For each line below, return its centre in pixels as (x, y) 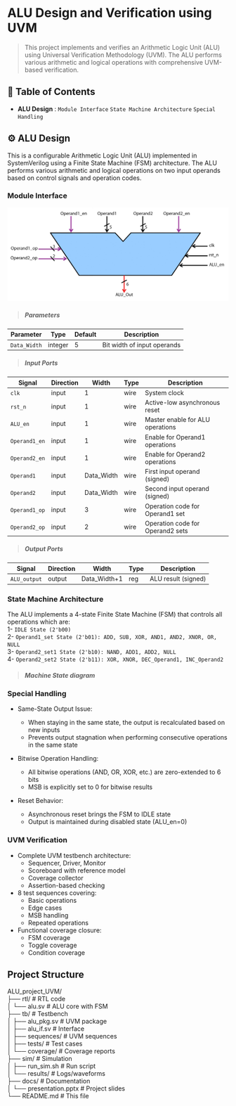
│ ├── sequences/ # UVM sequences (62, 1036)
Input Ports (41, 363)
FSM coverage (49, 937)
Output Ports (44, 549)
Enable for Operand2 (175, 454)
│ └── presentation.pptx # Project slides (66, 1088)
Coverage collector (55, 877)
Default (85, 335)
